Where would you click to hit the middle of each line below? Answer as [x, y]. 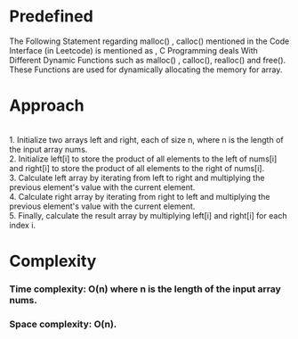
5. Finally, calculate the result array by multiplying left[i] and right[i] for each [148, 215]
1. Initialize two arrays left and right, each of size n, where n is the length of [146, 139]
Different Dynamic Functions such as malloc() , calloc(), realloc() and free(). [148, 60]
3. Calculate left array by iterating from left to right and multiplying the [137, 178]
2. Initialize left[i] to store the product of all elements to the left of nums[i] [143, 159]
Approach [47, 106]
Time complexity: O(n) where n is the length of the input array [145, 289]
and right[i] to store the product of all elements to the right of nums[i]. [137, 168]
